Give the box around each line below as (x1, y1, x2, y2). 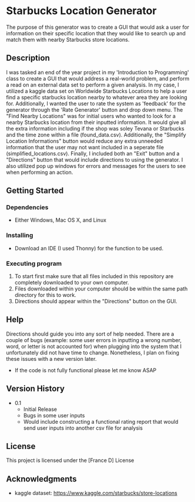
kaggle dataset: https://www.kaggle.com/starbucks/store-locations (14, 490, 177, 497)
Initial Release (23, 406, 58, 413)
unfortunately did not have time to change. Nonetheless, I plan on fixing (6, 349, 180, 356)
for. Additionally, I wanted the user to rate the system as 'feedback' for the (6, 100, 186, 107)
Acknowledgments (6, 474, 78, 484)
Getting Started (6, 186, 64, 196)
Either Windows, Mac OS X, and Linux (14, 216, 107, 224)
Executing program (6, 259, 62, 267)
